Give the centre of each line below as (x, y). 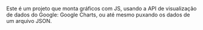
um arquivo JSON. (29, 21)
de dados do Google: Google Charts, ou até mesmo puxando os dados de (98, 15)
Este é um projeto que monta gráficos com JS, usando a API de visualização (101, 9)
